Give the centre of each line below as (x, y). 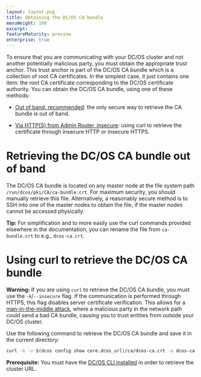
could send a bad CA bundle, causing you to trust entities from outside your (100, 315)
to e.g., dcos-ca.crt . (60, 235)
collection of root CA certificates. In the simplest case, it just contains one (98, 76)
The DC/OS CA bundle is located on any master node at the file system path (100, 185)
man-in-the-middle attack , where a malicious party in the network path (94, 309)
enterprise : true (28, 40)
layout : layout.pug (31, 12)
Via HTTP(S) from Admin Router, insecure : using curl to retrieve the (98, 125)
